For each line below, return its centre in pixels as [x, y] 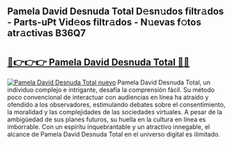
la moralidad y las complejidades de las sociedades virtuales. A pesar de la [115, 112]
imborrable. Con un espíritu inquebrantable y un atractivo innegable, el [109, 127]
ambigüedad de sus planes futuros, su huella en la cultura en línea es [107, 119]
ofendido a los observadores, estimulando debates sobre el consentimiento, [116, 105]
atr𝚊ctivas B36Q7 [46, 33]
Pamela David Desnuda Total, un [164, 82]
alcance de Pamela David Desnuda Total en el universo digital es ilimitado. [114, 134]
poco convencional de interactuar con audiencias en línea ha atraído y [108, 97]
